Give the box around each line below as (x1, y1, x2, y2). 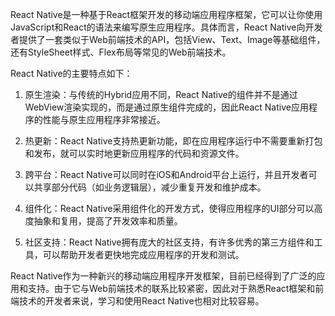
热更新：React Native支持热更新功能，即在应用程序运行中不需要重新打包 (24, 135, 323, 147)
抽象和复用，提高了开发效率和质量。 (33, 215, 183, 227)
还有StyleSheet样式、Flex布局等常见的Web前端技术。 (10, 46, 232, 58)
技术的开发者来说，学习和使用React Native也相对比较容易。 (18, 295, 265, 307)
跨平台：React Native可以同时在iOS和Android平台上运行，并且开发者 (24, 169, 309, 180)
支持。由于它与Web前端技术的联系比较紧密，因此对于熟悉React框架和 (27, 283, 316, 294)
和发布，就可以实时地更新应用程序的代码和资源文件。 (24, 148, 245, 159)
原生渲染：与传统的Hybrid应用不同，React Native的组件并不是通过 (24, 89, 298, 100)
